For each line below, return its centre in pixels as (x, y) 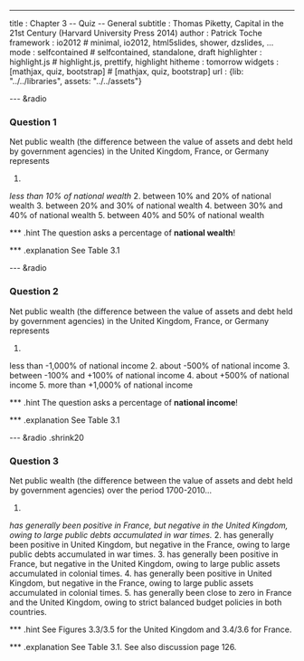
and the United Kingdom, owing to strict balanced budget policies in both (146, 602)
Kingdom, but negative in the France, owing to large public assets (132, 583)
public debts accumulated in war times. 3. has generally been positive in (144, 554)
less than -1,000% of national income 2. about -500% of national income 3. (150, 365)
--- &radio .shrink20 (47, 437)
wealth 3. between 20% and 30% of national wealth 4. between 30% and (146, 206)
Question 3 (34, 461)
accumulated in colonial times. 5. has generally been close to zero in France (151, 592)
